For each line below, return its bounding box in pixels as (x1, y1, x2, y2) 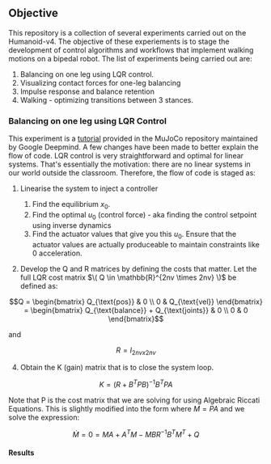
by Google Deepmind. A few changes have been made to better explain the (8, 142, 259, 152)
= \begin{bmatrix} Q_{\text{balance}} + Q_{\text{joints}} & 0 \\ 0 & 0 (23, 305, 248, 314)
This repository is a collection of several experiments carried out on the (8, 27, 247, 37)
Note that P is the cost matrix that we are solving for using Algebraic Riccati (8, 395, 260, 405)
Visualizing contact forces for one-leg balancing (19, 78, 181, 87)
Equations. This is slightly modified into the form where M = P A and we (8, 403, 245, 413)
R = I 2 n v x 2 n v (116, 345, 156, 356)
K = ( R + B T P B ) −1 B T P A (99, 378, 173, 389)
